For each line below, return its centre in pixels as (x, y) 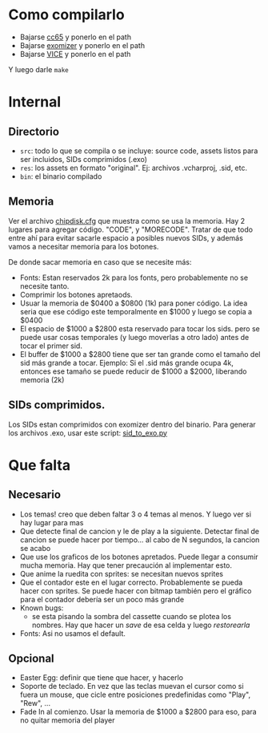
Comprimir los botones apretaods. (76, 294)
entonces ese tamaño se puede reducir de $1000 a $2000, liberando (133, 371)
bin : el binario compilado (61, 176)
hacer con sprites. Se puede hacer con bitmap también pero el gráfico (136, 590)
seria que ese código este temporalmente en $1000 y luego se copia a (136, 311)
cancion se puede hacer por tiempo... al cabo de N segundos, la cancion (140, 540)
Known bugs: (42, 608)
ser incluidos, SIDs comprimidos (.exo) (84, 159)
